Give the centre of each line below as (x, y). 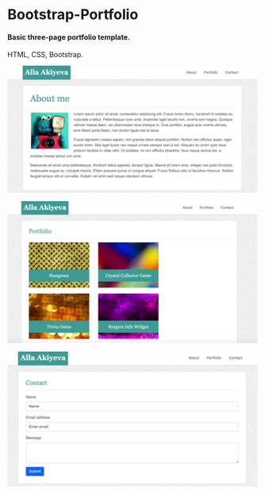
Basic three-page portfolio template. (69, 37)
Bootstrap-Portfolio (73, 15)
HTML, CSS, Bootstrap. (46, 55)
